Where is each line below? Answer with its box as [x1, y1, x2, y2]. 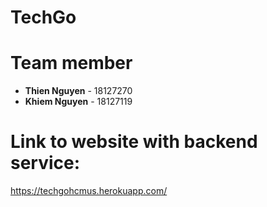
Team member [10, 52, 133, 75]
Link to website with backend [10, 131, 258, 153]
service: [10, 152, 81, 175]
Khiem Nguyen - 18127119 [24, 96, 133, 108]
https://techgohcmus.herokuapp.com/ [10, 185, 168, 197]
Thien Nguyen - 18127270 [24, 85, 133, 97]
